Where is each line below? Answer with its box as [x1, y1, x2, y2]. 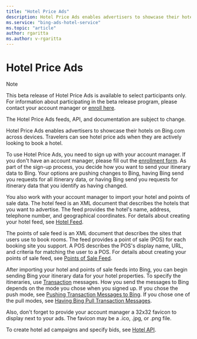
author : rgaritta [6, 30, 49, 36]
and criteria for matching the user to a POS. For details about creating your [6, 248, 186, 255]
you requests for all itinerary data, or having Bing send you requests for [6, 175, 178, 182]
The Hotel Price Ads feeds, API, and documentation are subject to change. [6, 116, 186, 123]
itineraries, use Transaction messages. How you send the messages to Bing [6, 278, 189, 285]
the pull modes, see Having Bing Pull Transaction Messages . [6, 297, 152, 304]
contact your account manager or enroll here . [6, 104, 116, 111]
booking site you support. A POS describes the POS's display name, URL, [6, 242, 184, 249]
